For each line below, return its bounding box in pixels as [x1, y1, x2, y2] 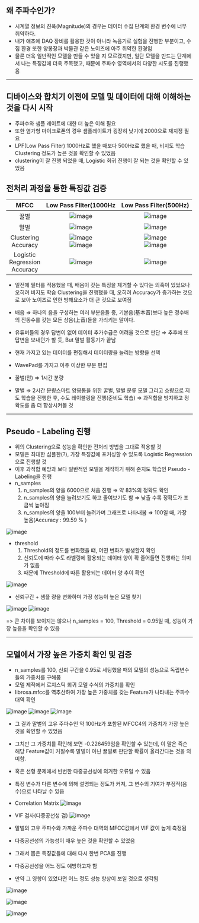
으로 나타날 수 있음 [21, 788, 65, 795]
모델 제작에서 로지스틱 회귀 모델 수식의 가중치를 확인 [14, 681, 135, 688]
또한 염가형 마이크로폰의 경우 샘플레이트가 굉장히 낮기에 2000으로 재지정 [14, 127, 183, 134]
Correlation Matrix [14, 799, 59, 807]
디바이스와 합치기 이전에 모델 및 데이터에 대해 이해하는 [6, 91, 191, 102]
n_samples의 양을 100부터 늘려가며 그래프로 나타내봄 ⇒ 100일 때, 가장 [23, 509, 187, 516]
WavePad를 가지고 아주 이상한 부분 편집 [14, 362, 108, 369]
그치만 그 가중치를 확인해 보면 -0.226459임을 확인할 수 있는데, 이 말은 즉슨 [14, 740, 188, 747]
